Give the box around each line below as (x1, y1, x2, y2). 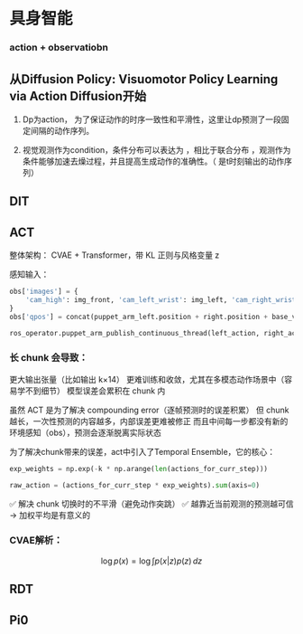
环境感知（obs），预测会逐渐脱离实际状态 (9, 427, 162, 438)
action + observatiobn (9, 42, 108, 54)
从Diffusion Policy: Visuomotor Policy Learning (9, 71, 279, 87)
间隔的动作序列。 (30, 125, 95, 136)
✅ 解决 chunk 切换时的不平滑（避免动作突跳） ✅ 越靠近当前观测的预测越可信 (9, 498, 294, 509)
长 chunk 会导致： (9, 352, 88, 364)
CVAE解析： (9, 535, 63, 547)
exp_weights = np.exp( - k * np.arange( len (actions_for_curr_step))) (9, 464, 269, 473)
